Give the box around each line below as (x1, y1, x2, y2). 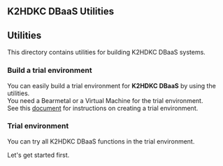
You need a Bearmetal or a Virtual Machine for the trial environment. (7, 96, 203, 104)
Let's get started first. (7, 151, 70, 159)
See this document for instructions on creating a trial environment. (7, 104, 199, 112)
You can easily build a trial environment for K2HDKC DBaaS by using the (7, 81, 217, 90)
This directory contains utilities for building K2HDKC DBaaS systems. (7, 48, 206, 57)
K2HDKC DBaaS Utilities (7, 6, 114, 18)
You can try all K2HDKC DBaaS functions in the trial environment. (7, 137, 195, 146)
